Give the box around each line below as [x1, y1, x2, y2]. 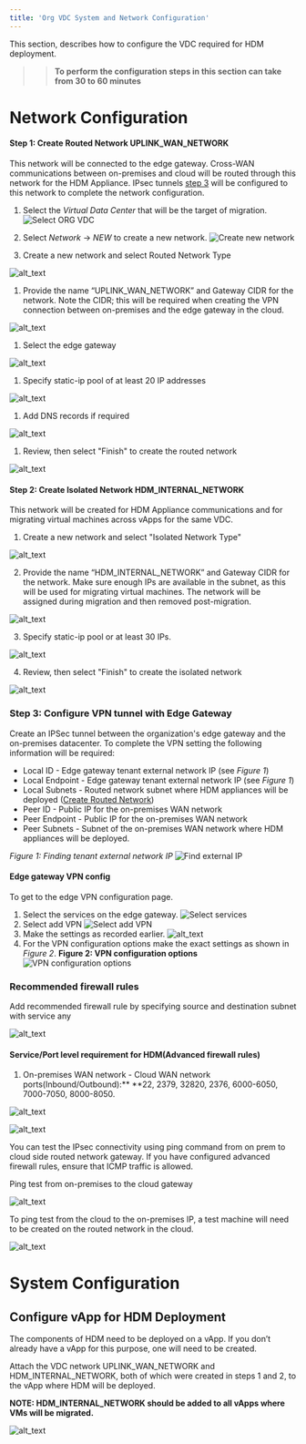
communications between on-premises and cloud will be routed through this [9, 168, 296, 179]
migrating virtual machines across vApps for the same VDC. [9, 514, 234, 525]
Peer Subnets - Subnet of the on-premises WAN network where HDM [22, 823, 284, 834]
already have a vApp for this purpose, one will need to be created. [9, 1343, 258, 1354]
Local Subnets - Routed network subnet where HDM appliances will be [22, 784, 289, 795]
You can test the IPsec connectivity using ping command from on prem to [9, 1142, 286, 1152]
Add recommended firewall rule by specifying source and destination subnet [9, 1001, 297, 1012]
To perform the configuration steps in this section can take [54, 66, 282, 77]
